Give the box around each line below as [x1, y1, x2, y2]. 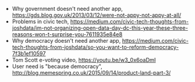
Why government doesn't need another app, [12, 5, 123, 12]
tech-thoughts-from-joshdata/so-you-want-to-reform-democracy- [12, 43, 179, 51]
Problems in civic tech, [12, 18, 69, 25]
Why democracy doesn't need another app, [12, 37, 121, 44]
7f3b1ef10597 [12, 50, 46, 57]
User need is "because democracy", [12, 63, 103, 70]
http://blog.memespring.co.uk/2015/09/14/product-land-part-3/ [12, 69, 171, 76]
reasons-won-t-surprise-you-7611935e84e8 [12, 31, 123, 38]
